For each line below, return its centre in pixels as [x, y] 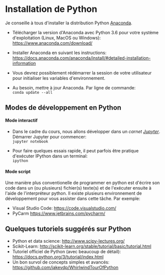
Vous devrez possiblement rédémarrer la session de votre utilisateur [82, 72]
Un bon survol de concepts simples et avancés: [61, 262]
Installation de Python [51, 9]
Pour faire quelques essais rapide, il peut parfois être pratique [75, 150]
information [24, 63]
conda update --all [32, 92]
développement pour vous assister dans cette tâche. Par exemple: [73, 198]
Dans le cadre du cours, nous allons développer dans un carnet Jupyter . [86, 131]
